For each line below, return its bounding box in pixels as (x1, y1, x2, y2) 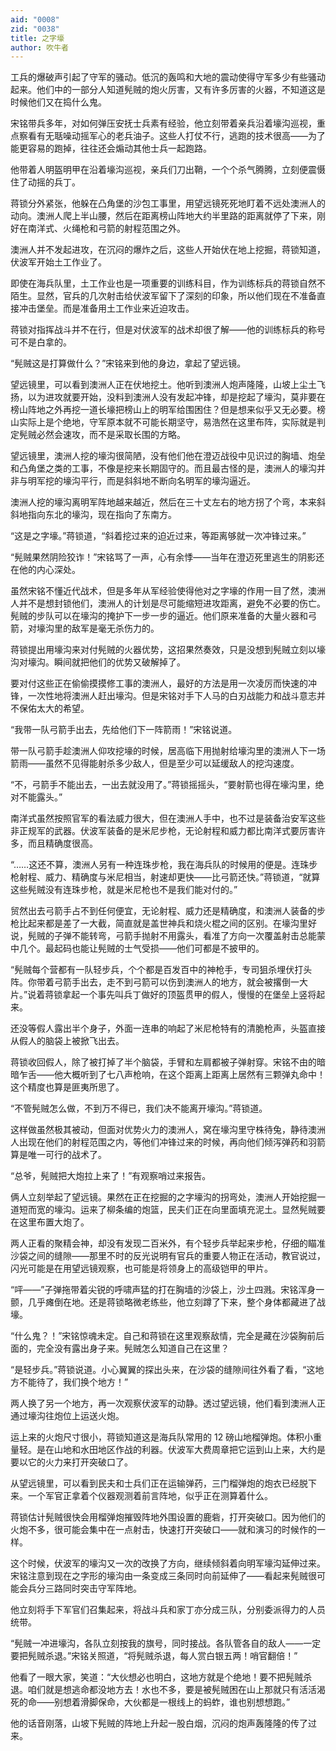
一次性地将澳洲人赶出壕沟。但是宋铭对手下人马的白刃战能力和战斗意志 (27, 690, 317, 702)
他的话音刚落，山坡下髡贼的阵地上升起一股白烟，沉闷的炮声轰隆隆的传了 (10, 1717, 308, 1730)
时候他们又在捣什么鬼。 (10, 96, 107, 108)
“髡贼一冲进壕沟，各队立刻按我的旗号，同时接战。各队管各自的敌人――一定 (10, 1637, 322, 1650)
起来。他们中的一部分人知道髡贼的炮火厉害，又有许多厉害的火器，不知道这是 (10, 84, 326, 96)
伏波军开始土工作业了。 (10, 256, 107, 268)
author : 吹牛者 (10, 42, 69, 53)
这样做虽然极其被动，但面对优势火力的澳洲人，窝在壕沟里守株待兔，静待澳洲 (10, 1124, 326, 1136)
